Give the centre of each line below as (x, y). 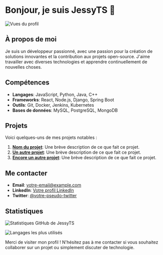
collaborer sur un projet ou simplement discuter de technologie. (70, 247)
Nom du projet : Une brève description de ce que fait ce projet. (76, 147)
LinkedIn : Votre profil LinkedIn (43, 190)
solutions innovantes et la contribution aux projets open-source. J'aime (78, 56)
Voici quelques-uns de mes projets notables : (51, 137)
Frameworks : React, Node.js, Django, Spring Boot (63, 100)
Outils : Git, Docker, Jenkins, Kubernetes (53, 105)
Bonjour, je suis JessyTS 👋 (60, 10)
